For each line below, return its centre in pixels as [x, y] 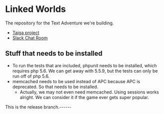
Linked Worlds [36, 9]
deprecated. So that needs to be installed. [55, 87]
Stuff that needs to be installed [54, 54]
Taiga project [26, 32]
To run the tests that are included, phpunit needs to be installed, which [84, 65]
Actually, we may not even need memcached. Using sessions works [89, 92]
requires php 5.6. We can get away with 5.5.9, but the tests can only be [85, 71]
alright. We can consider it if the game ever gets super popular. [84, 97]
